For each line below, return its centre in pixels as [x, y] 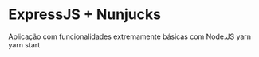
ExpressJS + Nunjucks [85, 15]
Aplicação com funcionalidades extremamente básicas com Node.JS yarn [130, 36]
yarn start [24, 44]
